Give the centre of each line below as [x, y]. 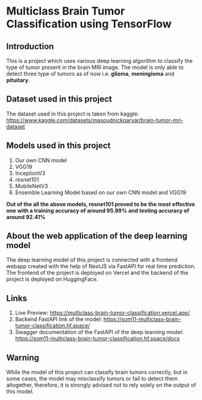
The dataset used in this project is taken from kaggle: [73, 114]
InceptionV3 [30, 173]
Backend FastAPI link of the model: [59, 320]
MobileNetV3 [31, 186]
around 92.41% [26, 217]
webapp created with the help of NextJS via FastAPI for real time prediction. [101, 266]
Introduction [30, 46]
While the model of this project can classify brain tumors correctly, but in [97, 372]
